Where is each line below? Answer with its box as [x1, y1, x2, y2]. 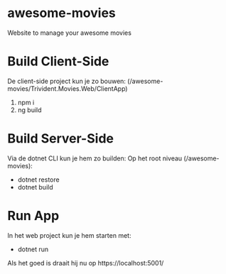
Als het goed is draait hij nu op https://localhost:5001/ [7, 258, 164, 267]
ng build [17, 105, 42, 114]
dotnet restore [17, 175, 60, 184]
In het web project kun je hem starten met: [7, 231, 131, 239]
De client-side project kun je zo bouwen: [7, 77, 127, 85]
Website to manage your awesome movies [7, 28, 131, 37]
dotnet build [17, 182, 53, 191]
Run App [7, 208, 60, 224]
